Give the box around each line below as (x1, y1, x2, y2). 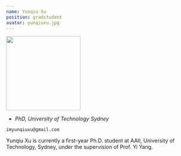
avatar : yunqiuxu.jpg (6, 20, 60, 26)
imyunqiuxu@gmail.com (6, 127, 60, 133)
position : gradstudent (6, 14, 62, 20)
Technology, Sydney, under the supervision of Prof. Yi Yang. (6, 144, 153, 151)
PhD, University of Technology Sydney (14, 115, 109, 122)
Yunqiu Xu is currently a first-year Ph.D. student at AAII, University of (6, 137, 175, 144)
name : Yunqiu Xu (6, 8, 46, 15)
